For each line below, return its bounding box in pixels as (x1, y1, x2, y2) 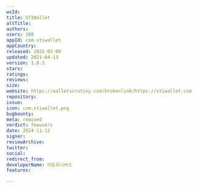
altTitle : (6, 20, 32, 26)
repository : (6, 94, 37, 100)
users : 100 (6, 32, 34, 38)
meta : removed (6, 116, 43, 122)
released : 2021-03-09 (6, 49, 62, 55)
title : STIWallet (6, 15, 51, 21)
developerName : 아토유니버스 (6, 162, 73, 168)
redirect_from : (6, 156, 45, 162)
